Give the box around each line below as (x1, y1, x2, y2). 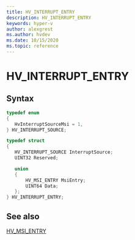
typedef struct (6, 138, 45, 144)
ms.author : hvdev (6, 32, 51, 38)
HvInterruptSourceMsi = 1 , (14, 121, 84, 127)
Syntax (6, 93, 34, 104)
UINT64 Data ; (25, 183, 59, 189)
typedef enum (6, 109, 40, 116)
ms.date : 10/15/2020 (6, 37, 59, 43)
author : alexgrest (6, 26, 53, 32)
